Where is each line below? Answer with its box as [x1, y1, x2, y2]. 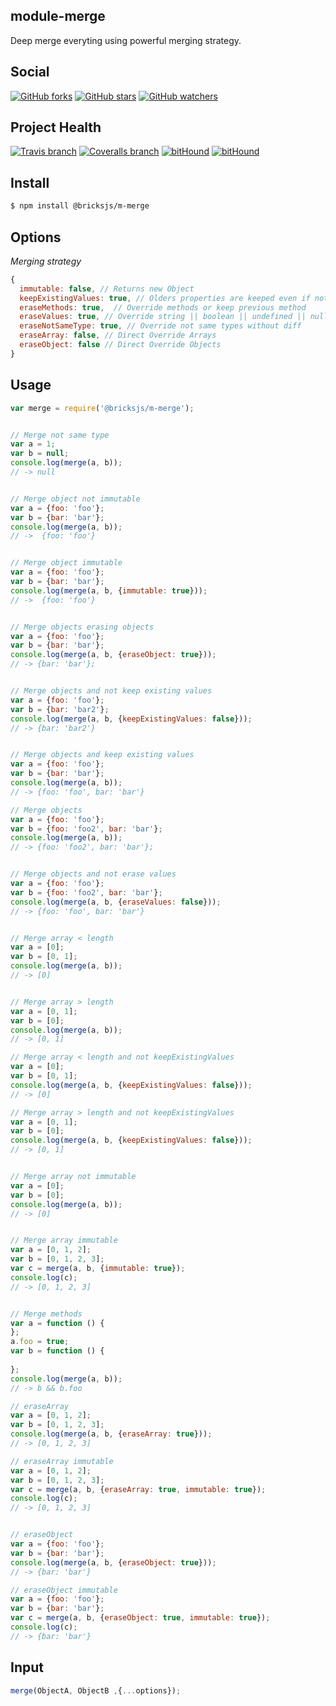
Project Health [10, 119, 102, 136]
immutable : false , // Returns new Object [19, 284, 195, 294]
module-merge [10, 8, 106, 25]
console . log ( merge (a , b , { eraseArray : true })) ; [10, 1429, 213, 1439]
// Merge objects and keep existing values [10, 750, 195, 760]
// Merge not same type [10, 430, 110, 440]
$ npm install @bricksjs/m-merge [10, 201, 150, 211]
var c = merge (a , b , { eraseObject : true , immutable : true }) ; [10, 1613, 271, 1623]
